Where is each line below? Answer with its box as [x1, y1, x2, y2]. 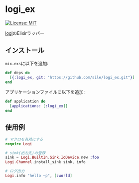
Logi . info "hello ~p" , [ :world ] [5, 173, 72, 179]
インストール [5, 46, 45, 55]
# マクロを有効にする [5, 137, 43, 142]
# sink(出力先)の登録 [5, 150, 46, 155]
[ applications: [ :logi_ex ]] [9, 103, 68, 109]
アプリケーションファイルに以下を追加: [5, 89, 85, 95]
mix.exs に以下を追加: [5, 60, 49, 66]
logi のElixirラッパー [5, 30, 45, 36]
